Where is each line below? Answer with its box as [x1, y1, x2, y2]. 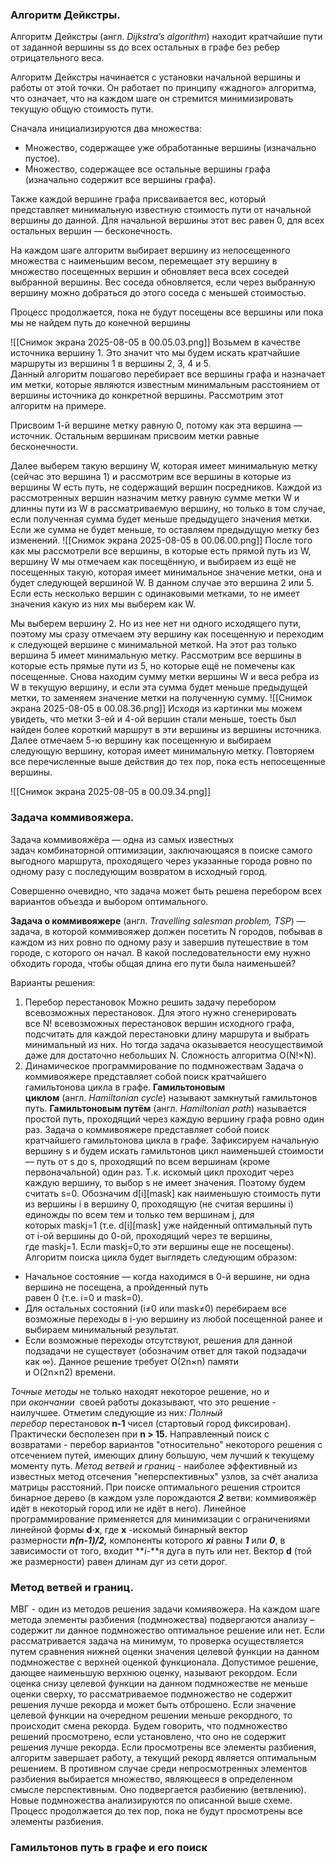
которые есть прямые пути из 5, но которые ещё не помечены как [10, 660, 296, 672]
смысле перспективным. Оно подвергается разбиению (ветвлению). [10, 1783, 307, 1795]
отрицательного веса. [10, 52, 105, 64]
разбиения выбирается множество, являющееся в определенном [10, 1773, 293, 1785]
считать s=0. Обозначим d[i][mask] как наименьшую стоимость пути [24, 1187, 322, 1199]
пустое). [24, 153, 61, 165]
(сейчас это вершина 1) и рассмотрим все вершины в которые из [10, 471, 292, 483]
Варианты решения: [10, 976, 96, 988]
